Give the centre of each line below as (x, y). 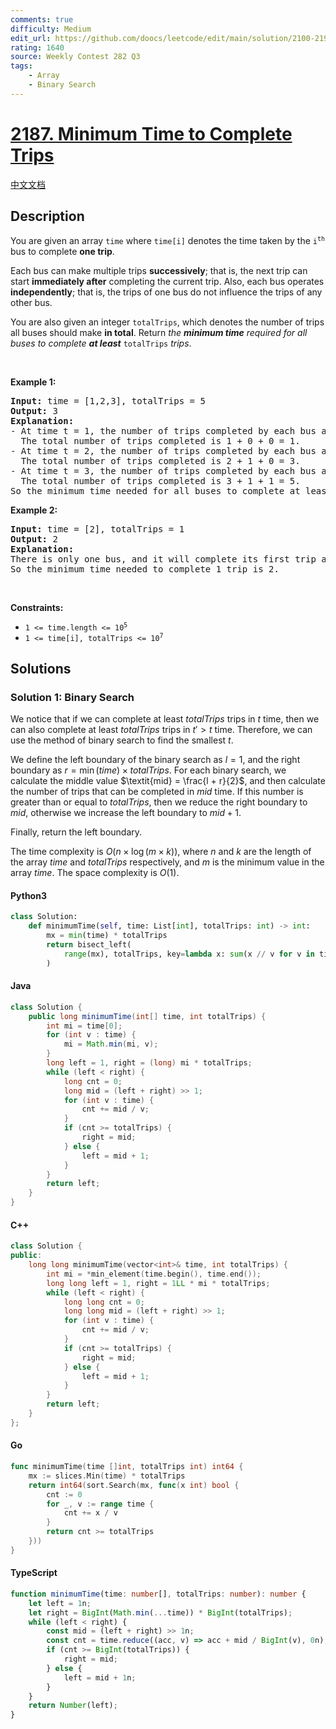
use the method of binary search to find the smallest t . (122, 740)
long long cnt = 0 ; (104, 1302)
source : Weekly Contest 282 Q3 (75, 57)
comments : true (42, 19)
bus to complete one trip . (62, 251)
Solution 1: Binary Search (72, 697)
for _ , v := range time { (100, 1504)
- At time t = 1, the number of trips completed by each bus (163, 430)
